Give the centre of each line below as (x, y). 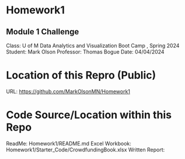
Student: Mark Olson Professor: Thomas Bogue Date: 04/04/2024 (85, 52)
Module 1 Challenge (43, 32)
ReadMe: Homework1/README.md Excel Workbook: (69, 143)
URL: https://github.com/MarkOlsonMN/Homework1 (68, 91)
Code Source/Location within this (89, 115)
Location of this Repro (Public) (81, 75)
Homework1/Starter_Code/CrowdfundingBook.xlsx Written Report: (85, 150)
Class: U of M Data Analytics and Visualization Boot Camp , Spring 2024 (93, 45)
